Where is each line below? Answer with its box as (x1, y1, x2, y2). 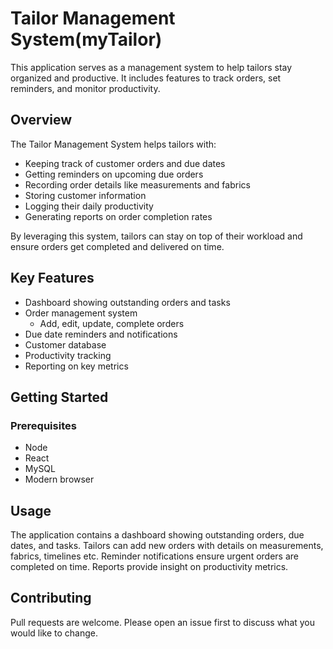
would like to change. (10, 627, 98, 639)
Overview (10, 112, 73, 129)
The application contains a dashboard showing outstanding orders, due (10, 529, 305, 541)
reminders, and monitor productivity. (10, 82, 161, 94)
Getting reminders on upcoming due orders (24, 168, 204, 180)
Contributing (10, 590, 92, 607)
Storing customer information (24, 189, 147, 201)
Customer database (24, 338, 107, 351)
